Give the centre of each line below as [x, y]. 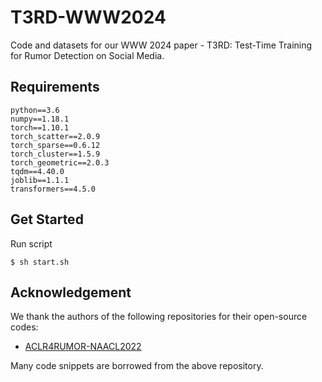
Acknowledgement [71, 292]
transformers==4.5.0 [53, 189]
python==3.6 [35, 110]
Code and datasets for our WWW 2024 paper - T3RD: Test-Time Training [161, 45]
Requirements [55, 87]
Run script [31, 243]
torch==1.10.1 [40, 127]
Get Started [47, 219]
